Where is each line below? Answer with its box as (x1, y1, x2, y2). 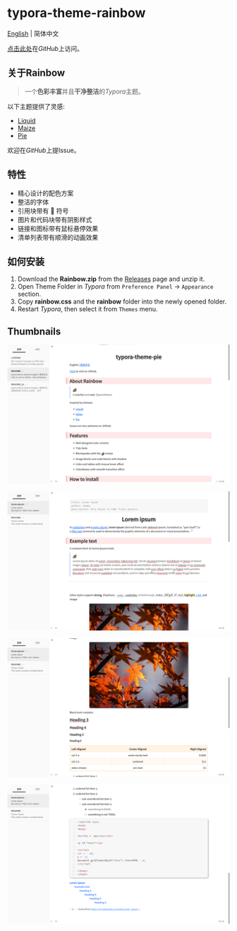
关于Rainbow (7, 67, 66, 79)
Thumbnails (7, 325, 61, 337)
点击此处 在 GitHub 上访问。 (7, 44, 83, 52)
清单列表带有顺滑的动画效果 (17, 233, 99, 241)
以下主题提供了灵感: (7, 102, 66, 110)
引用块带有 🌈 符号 (17, 207, 69, 215)
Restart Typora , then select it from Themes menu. (17, 305, 158, 313)
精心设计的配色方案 (17, 189, 74, 197)
